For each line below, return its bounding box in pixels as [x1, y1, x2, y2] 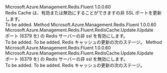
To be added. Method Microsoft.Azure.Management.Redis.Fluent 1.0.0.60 [5, 21, 156, 27]
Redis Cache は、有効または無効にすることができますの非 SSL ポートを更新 [5, 10, 162, 15]
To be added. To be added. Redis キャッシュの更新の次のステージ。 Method [5, 39, 162, 45]
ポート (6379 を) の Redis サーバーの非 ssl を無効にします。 [5, 56, 128, 62]
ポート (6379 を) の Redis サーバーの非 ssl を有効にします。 [5, 33, 128, 38]
